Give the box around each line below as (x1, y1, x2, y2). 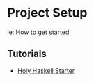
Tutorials (7, 48, 47, 60)
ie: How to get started (7, 28, 70, 36)
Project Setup (7, 5, 88, 21)
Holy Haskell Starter (17, 66, 75, 74)
